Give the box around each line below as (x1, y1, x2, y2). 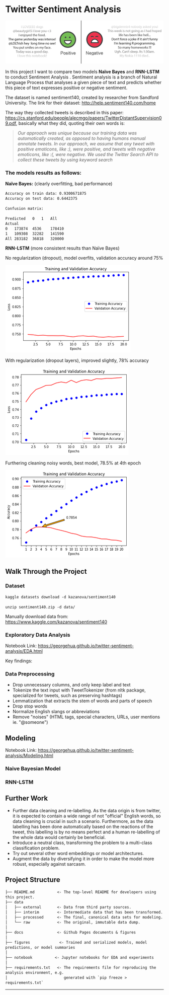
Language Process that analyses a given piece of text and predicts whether (5, 79, 162, 85)
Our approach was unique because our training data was (17, 130, 137, 136)
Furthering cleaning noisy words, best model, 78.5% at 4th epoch (5, 460, 141, 466)
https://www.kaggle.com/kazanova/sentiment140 (5, 619, 107, 625)
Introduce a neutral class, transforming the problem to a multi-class (12, 839, 152, 846)
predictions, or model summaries (5, 945, 75, 950)
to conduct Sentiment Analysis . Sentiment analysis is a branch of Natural (5, 74, 157, 80)
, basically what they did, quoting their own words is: (16, 120, 125, 126)
